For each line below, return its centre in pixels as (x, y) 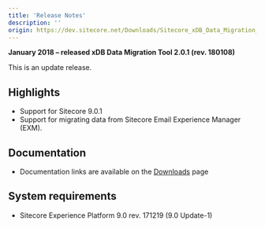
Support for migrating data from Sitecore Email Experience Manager (130, 120)
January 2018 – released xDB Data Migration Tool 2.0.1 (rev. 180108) (121, 53)
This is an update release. (50, 68)
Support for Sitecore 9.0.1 (61, 112)
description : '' (35, 23)
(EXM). (31, 128)
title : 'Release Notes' (47, 15)
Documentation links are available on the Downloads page (114, 171)
